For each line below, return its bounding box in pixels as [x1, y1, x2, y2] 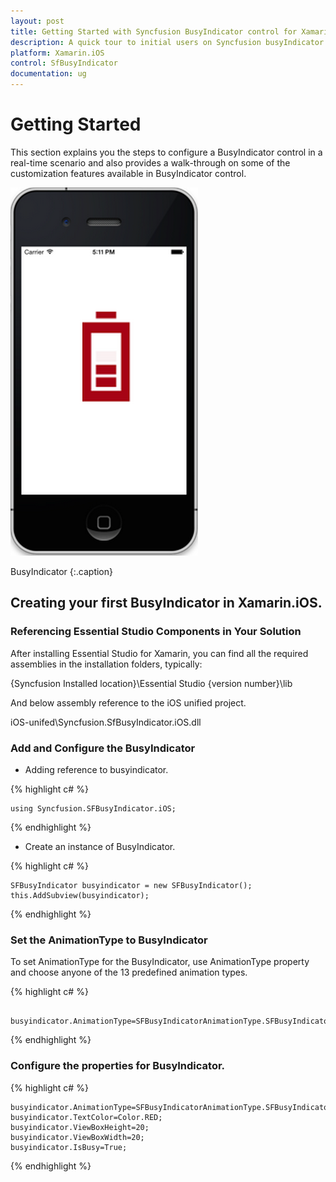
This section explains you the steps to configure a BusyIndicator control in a [10, 146, 323, 158]
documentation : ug [10, 69, 87, 79]
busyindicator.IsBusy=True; [10, 1142, 128, 1152]
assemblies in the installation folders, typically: [10, 658, 203, 670]
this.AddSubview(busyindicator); [10, 890, 150, 900]
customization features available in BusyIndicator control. [10, 167, 247, 179]
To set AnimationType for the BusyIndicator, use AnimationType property [10, 956, 310, 968]
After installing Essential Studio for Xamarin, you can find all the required [10, 647, 309, 659]
